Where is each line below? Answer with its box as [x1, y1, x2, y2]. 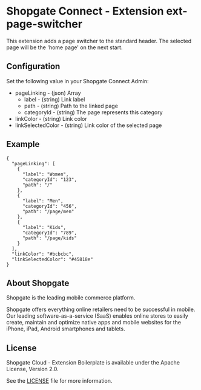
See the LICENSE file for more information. [6, 377, 113, 385]
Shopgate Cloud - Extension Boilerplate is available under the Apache [6, 359, 180, 366]
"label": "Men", [22, 197, 64, 204]
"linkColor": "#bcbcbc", [12, 251, 74, 257]
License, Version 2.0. [6, 366, 59, 373]
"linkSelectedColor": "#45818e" [12, 256, 94, 262]
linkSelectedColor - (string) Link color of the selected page [15, 121, 162, 129]
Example [6, 139, 40, 149]
